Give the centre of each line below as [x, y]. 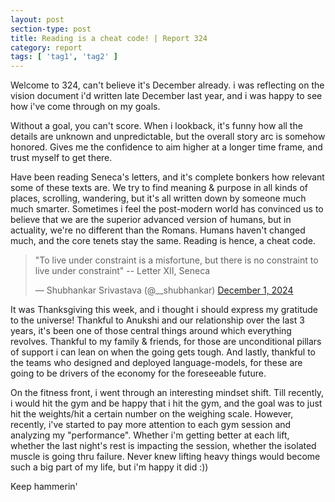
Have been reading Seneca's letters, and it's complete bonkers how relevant [167, 177]
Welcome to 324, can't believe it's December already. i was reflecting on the [167, 85]
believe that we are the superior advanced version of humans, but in [151, 220]
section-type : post [51, 29]
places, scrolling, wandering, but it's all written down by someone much [158, 198]
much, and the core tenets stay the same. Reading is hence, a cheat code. [163, 241]
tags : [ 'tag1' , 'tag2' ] [64, 57]
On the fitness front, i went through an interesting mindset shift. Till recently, [167, 393]
